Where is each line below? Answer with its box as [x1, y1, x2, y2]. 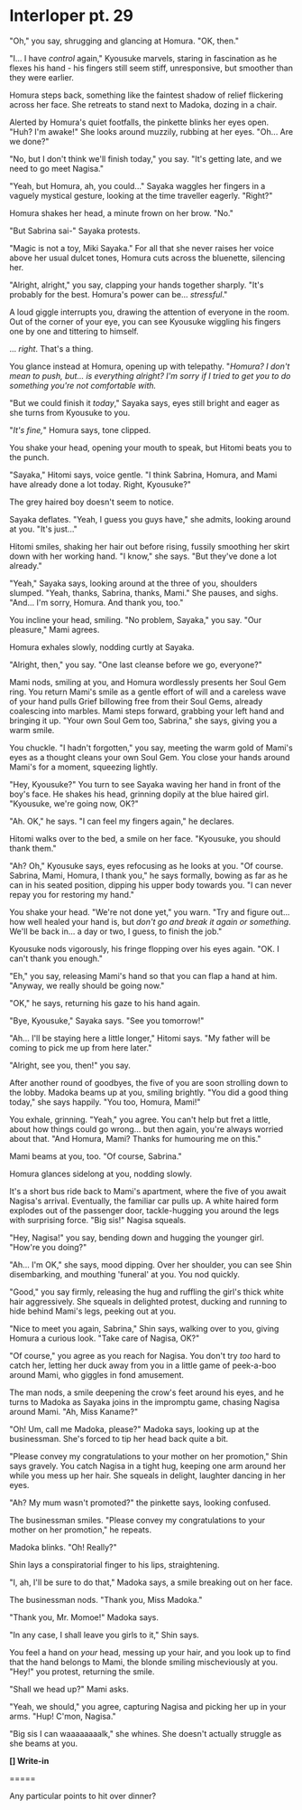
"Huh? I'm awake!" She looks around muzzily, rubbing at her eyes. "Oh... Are [9, 126, 294, 137]
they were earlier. [9, 71, 75, 82]
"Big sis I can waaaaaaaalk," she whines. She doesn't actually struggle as [9, 1728, 282, 1739]
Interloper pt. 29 [9, 5, 133, 26]
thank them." [9, 843, 57, 853]
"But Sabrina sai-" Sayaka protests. [9, 225, 141, 236]
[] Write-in [9, 1755, 50, 1766]
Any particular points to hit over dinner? [9, 1790, 156, 1801]
